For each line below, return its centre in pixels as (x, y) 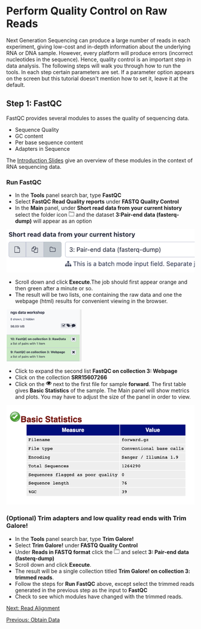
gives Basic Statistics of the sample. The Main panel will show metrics (102, 390)
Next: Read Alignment (33, 608)
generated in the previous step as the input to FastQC (81, 590)
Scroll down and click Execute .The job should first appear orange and (101, 282)
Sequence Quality (37, 129)
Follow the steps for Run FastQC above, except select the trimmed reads (104, 584)
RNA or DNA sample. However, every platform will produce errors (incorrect (100, 53)
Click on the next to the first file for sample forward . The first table (100, 384)
